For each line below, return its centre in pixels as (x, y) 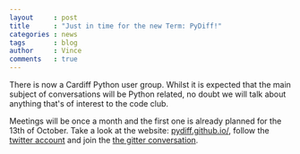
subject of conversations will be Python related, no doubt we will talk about (148, 94)
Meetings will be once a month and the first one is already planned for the (146, 121)
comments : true (43, 59)
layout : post (43, 17)
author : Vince (46, 51)
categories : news (43, 34)
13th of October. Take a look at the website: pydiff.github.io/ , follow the (140, 130)
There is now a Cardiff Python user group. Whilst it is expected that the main (150, 85)
